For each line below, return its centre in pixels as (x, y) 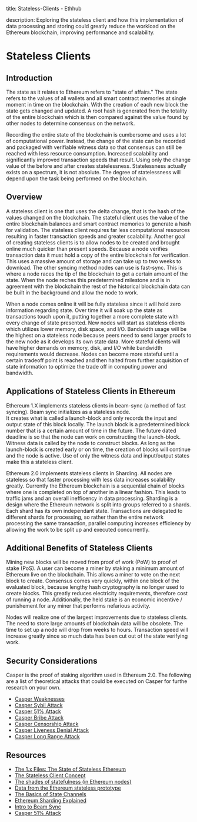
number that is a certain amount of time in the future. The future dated (91, 430)
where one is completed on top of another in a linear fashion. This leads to (96, 492)
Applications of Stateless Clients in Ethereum (91, 391)
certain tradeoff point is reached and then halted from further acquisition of (98, 360)
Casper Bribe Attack (39, 718)
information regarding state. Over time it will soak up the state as (84, 310)
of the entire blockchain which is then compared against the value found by (98, 117)
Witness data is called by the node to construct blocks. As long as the (91, 443)
